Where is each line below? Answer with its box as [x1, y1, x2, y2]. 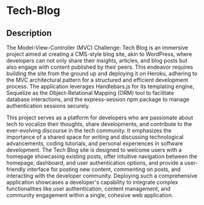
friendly [6, 165, 26, 173]
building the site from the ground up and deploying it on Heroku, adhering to [6, 70, 198, 77]
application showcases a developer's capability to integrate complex [6, 179, 178, 186]
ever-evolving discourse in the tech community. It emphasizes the [6, 127, 172, 134]
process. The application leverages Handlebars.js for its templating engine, [6, 83, 195, 90]
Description [6, 28, 52, 38]
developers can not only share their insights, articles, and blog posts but [6, 57, 188, 64]
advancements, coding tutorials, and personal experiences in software [6, 140, 183, 147]
